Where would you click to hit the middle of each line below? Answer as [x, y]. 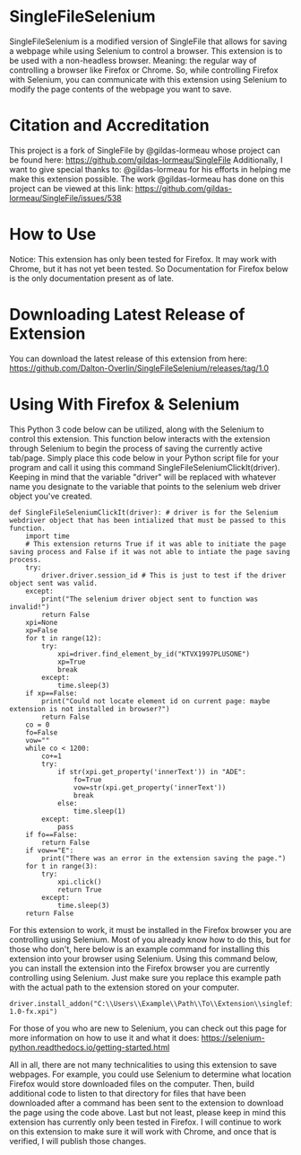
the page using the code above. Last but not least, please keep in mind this [148, 1112]
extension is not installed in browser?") [90, 709]
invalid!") [30, 607]
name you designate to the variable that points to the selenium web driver [145, 486]
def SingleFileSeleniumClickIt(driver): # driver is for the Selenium [144, 512]
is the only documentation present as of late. [92, 278]
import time [47, 536]
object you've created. [51, 496]
